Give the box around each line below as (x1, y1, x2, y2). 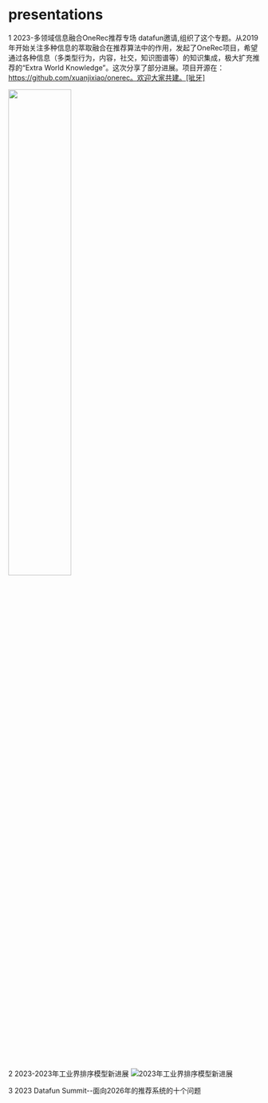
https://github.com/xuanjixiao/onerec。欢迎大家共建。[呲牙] (8, 73, 206, 82)
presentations (8, 6, 104, 24)
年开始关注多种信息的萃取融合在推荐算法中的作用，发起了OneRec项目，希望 (8, 42, 258, 53)
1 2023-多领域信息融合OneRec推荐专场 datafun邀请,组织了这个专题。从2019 (8, 33, 259, 42)
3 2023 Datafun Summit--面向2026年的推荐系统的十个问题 (8, 1085, 202, 1095)
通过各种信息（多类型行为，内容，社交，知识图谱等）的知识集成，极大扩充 (8, 53, 253, 62)
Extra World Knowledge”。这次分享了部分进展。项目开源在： (25, 62, 225, 73)
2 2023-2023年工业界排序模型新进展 (8, 1069, 129, 1078)
